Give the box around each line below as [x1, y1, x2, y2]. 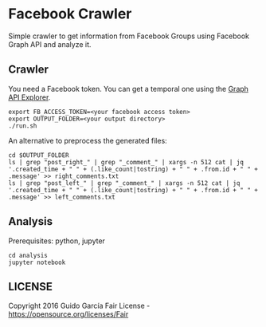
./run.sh [8, 121, 37, 130]
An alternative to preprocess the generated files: [8, 136, 167, 145]
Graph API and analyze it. [8, 39, 92, 49]
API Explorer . [8, 93, 51, 102]
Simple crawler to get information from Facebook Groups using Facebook [8, 31, 249, 41]
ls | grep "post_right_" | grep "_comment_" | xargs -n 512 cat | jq [8, 158, 244, 166]
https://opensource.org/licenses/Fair [8, 309, 129, 319]
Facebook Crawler [8, 5, 132, 23]
